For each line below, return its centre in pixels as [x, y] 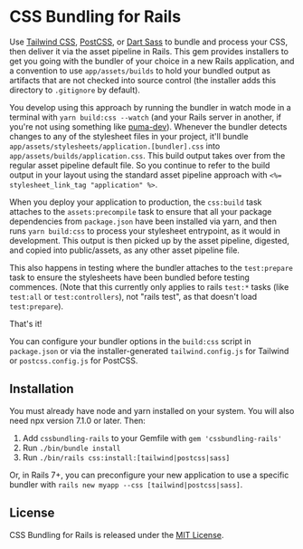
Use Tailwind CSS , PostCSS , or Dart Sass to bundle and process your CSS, [149, 42]
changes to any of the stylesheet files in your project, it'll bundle [129, 136]
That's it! [26, 323]
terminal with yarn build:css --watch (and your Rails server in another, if [146, 117]
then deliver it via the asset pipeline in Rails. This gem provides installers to [149, 51]
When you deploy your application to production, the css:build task [136, 202]
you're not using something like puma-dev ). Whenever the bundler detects [148, 126]
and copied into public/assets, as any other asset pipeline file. [124, 250]
